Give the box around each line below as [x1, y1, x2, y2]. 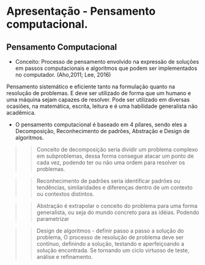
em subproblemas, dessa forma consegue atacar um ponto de [36, 152, 194, 159]
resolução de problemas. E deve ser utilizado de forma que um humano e [6, 90, 192, 96]
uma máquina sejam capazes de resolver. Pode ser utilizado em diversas [6, 96, 190, 103]
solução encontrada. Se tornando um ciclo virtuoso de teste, [36, 247, 190, 254]
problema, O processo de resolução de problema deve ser [36, 234, 184, 240]
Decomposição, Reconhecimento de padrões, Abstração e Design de [15, 128, 190, 134]
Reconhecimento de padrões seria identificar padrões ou [36, 177, 181, 185]
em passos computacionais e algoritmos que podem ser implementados [15, 64, 198, 72]
